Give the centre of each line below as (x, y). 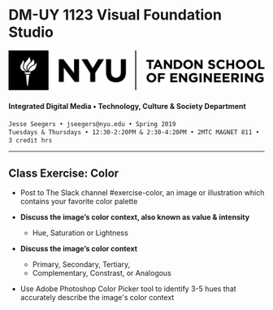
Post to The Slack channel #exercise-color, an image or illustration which (142, 193)
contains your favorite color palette (79, 202)
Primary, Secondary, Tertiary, (81, 264)
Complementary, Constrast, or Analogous (102, 273)
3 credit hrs (30, 141)
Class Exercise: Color (64, 173)
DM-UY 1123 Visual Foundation (115, 15)
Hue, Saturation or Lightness (80, 233)
